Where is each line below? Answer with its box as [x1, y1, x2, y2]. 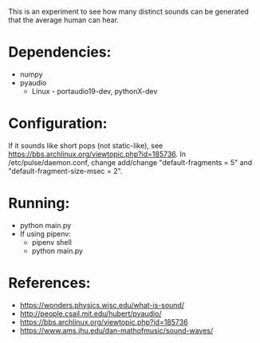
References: [8, 274, 91, 292]
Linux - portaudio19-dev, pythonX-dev [31, 86, 158, 96]
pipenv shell [31, 237, 72, 246]
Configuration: [8, 115, 108, 132]
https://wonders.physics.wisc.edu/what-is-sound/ [19, 300, 185, 309]
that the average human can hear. [8, 15, 120, 25]
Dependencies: [8, 43, 112, 61]
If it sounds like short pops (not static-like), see [8, 140, 163, 150]
